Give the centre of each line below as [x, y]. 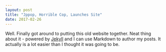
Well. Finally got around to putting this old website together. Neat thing [78, 34]
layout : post [19, 10]
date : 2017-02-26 [23, 19]
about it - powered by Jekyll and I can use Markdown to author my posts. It [83, 39]
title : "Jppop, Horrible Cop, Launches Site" [54, 15]
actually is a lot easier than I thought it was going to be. [62, 44]
